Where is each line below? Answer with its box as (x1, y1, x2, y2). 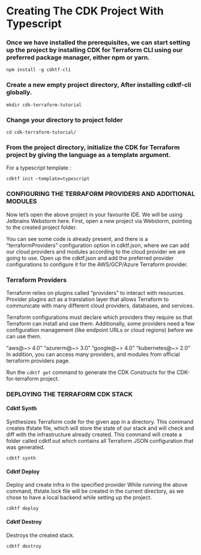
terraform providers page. (6, 357, 70, 364)
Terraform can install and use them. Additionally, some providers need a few (6, 319, 195, 327)
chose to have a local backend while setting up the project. (6, 494, 152, 501)
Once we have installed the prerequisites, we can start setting (6, 38, 191, 47)
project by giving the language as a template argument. (6, 151, 171, 159)
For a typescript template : (6, 164, 72, 171)
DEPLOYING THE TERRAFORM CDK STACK (6, 390, 133, 398)
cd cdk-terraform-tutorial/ (6, 129, 77, 135)
